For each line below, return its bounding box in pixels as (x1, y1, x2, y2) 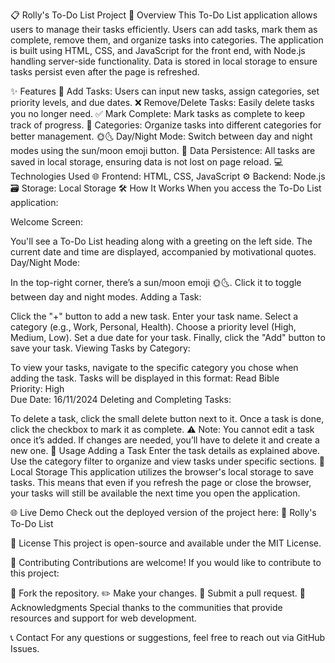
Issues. (10, 643, 40, 654)
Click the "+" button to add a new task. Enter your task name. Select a (10, 310, 299, 322)
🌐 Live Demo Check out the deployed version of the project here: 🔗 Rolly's (10, 507, 317, 518)
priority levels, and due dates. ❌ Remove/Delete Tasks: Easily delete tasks (10, 97, 315, 108)
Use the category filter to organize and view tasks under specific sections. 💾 (10, 455, 326, 467)
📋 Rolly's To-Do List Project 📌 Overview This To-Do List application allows (10, 9, 318, 21)
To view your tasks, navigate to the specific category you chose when (10, 362, 299, 373)
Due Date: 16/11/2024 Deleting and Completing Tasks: (10, 394, 232, 405)
